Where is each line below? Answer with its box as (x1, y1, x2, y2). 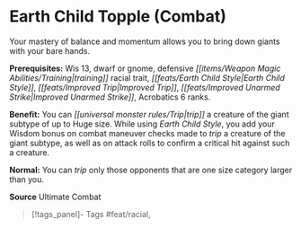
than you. (9, 173, 45, 185)
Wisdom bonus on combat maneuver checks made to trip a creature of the (9, 127, 286, 138)
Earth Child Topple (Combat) (9, 6, 227, 27)
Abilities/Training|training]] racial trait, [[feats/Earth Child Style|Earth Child (9, 72, 286, 83)
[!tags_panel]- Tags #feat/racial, (31, 208, 151, 219)
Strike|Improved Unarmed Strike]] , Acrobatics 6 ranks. (9, 92, 211, 102)
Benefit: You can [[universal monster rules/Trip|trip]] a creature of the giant (9, 109, 289, 119)
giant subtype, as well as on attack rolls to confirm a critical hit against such (9, 137, 290, 148)
